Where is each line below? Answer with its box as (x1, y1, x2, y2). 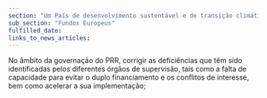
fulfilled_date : (8, 26, 62, 34)
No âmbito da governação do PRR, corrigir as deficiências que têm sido (8, 56, 242, 65)
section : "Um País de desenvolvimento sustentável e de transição (8, 11, 233, 20)
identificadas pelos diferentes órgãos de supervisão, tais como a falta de (8, 65, 247, 74)
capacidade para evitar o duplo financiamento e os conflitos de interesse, (8, 73, 250, 82)
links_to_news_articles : (8, 33, 91, 42)
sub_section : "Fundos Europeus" (8, 19, 115, 27)
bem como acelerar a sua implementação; (8, 81, 146, 91)
